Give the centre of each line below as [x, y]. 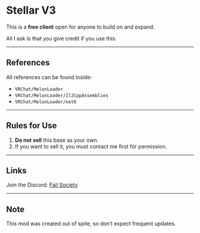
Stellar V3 [31, 10]
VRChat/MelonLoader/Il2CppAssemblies [62, 95]
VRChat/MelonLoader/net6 [46, 102]
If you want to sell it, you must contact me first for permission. [91, 146]
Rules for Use [32, 126]
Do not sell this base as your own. [57, 140]
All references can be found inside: [49, 77]
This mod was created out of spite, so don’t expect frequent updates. [91, 223]
